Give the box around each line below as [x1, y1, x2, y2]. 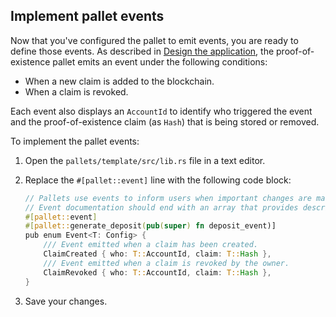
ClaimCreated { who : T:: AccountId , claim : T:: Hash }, [43, 249, 272, 259]
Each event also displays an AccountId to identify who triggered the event [10, 105, 313, 117]
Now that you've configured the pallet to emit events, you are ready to [10, 34, 299, 46]
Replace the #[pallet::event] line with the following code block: [24, 174, 292, 186]
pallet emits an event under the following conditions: [52, 55, 268, 68]
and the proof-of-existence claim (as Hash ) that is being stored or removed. [10, 115, 320, 128]
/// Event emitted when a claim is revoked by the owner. [43, 258, 290, 268]
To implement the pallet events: [10, 135, 140, 147]
